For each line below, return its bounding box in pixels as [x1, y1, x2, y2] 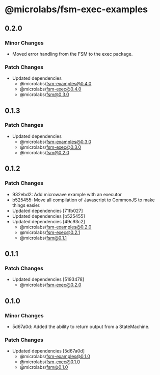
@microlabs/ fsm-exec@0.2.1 [19, 229, 80, 236]
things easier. [12, 202, 41, 208]
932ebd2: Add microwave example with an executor [12, 191, 122, 197]
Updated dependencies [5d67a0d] [12, 348, 85, 354]
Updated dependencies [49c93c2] [12, 218, 85, 224]
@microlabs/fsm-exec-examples [5, 4, 148, 15]
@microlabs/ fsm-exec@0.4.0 [19, 86, 82, 92]
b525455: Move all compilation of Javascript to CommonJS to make [12, 197, 155, 203]
